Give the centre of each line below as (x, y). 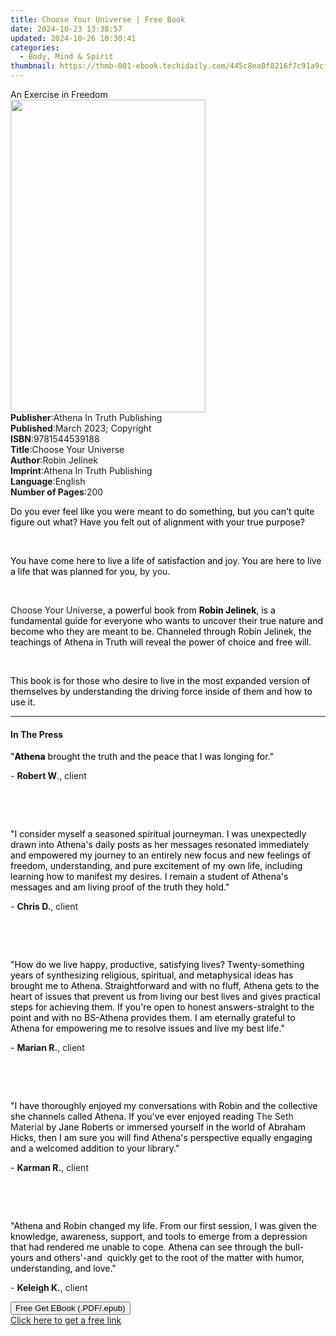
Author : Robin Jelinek (54, 460)
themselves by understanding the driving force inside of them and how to (161, 691)
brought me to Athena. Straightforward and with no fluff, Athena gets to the (165, 986)
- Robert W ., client (48, 776)
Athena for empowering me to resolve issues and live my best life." (147, 1028)
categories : (35, 47)
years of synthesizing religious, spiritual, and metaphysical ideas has (152, 975)
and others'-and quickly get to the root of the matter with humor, (170, 1258)
